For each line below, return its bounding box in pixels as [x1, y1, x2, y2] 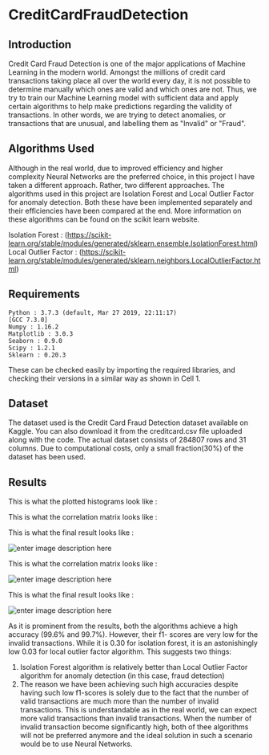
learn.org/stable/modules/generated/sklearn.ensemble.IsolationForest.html [8, 239, 256, 248]
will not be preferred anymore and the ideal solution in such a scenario [19, 731, 253, 741]
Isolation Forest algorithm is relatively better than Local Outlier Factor [19, 663, 248, 672]
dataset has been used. [8, 452, 86, 462]
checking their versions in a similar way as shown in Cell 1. [8, 373, 202, 383]
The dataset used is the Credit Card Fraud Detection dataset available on [8, 418, 248, 427]
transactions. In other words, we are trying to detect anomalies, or [8, 110, 227, 120]
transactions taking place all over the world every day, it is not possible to [8, 76, 251, 85]
